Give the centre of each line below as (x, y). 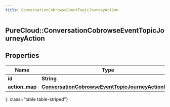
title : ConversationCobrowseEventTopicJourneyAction (62, 10)
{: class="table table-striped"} (37, 99)
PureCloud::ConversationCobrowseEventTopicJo (85, 31)
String (49, 78)
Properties (22, 56)
